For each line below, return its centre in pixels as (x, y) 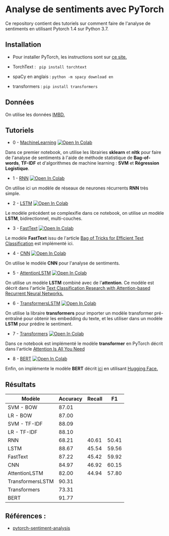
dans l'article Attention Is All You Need (45, 349)
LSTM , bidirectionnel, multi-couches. (44, 218)
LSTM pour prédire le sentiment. (39, 324)
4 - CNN (21, 253)
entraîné (14, 319)
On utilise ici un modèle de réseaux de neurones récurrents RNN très (77, 188)
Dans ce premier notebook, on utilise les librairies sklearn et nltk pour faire (83, 152)
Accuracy (71, 399)
